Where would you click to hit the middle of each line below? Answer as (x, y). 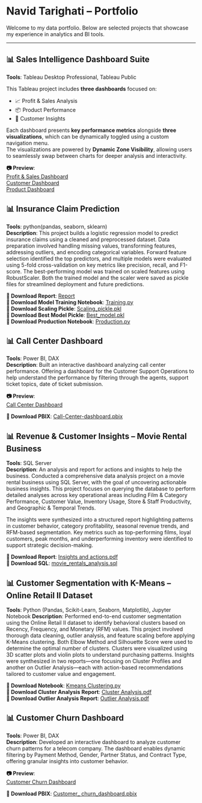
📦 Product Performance (45, 110)
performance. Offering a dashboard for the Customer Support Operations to (100, 371)
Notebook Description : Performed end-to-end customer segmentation (94, 616)
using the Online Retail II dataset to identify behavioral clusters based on (96, 623)
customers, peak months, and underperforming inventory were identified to (100, 539)
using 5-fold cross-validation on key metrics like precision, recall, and (93, 265)
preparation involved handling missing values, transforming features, (91, 246)
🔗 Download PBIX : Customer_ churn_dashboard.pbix (72, 793)
